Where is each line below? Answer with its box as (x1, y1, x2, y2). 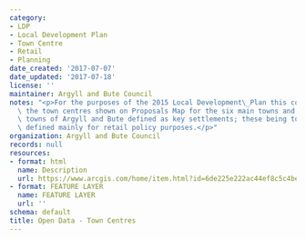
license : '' (9, 81, 55, 90)
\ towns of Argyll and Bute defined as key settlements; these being (17, 115, 287, 124)
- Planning (9, 55, 51, 65)
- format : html (9, 156, 67, 166)
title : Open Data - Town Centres (9, 215, 137, 225)
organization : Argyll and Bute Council (9, 132, 161, 141)
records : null (9, 140, 64, 149)
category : (9, 13, 47, 23)
